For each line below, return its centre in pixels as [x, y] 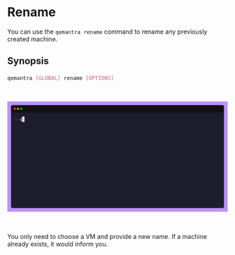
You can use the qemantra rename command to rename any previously [107, 32]
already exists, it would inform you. [58, 244]
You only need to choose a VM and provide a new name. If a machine [107, 236]
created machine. [33, 39]
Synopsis [28, 61]
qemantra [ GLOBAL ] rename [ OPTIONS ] [60, 78]
